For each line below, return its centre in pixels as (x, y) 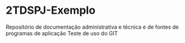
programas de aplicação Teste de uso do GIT (62, 33)
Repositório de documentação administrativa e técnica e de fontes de (92, 27)
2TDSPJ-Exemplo (51, 10)
